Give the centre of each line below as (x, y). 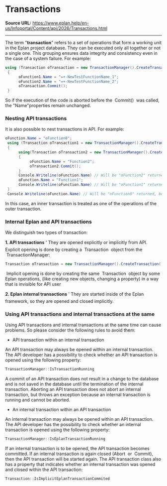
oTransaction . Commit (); (43, 86)
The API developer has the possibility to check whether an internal (73, 425)
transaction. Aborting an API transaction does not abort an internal (73, 389)
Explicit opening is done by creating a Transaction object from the (74, 249)
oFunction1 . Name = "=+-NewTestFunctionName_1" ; (69, 77)
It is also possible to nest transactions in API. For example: (65, 129)
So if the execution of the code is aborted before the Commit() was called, (82, 100)
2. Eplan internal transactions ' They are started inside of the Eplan (75, 294)
